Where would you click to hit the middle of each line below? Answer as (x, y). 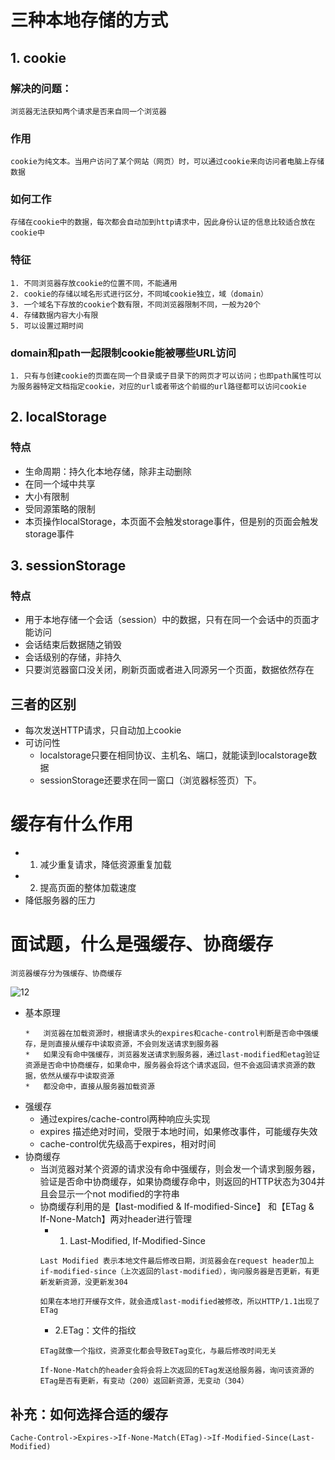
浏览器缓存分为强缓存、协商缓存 (66, 974)
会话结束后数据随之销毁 (73, 645)
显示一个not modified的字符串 (118, 1194)
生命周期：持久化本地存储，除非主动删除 (108, 471)
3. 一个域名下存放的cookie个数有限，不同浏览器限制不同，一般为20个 (135, 304)
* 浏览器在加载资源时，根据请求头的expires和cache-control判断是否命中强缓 (171, 1034)
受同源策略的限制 (60, 508)
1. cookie (38, 57)
